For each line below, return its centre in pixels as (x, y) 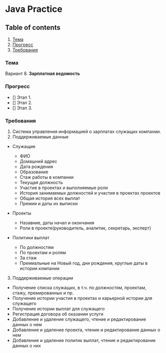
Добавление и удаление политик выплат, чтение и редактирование (84, 340)
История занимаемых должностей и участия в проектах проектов (90, 193)
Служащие (24, 146)
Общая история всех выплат (50, 198)
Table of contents (33, 28)
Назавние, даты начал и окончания (57, 222)
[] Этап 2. (22, 102)
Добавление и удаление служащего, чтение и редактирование (79, 319)
